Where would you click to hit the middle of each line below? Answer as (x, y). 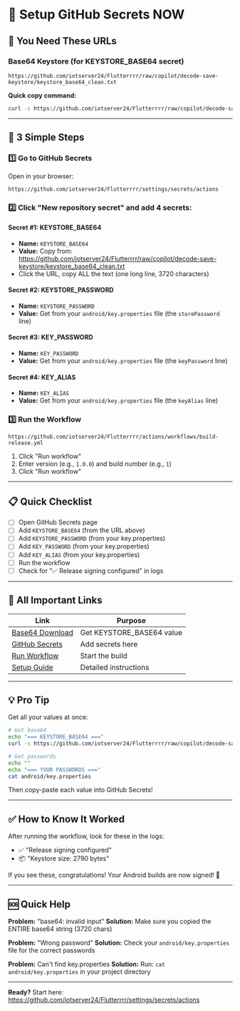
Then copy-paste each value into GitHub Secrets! (80, 790)
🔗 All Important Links (55, 600)
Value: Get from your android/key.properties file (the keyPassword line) (123, 360)
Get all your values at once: (48, 717)
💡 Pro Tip (29, 700)
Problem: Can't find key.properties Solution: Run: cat (87, 964)
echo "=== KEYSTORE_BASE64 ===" (56, 737)
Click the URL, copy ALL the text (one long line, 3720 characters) (114, 273)
